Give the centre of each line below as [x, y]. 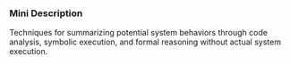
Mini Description [46, 13]
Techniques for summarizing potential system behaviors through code [139, 33]
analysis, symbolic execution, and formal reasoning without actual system [145, 42]
